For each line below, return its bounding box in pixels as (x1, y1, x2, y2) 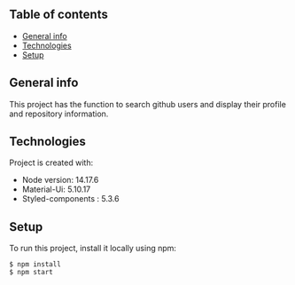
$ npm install (9, 260, 62, 269)
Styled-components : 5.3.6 (21, 194, 120, 204)
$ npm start (9, 268, 53, 277)
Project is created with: (9, 157, 94, 168)
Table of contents (9, 7, 108, 22)
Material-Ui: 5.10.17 (21, 184, 91, 194)
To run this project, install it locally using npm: (9, 243, 177, 254)
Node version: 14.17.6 (21, 175, 99, 186)
